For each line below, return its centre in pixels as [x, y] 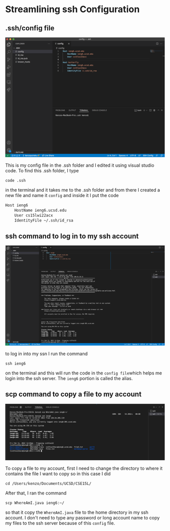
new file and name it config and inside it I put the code [62, 196]
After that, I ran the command [36, 493]
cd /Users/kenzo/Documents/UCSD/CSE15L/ [49, 484]
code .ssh [16, 181]
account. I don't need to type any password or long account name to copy [82, 518]
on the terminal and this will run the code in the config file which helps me [84, 373]
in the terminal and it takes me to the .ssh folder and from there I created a [83, 190]
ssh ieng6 [16, 363]
